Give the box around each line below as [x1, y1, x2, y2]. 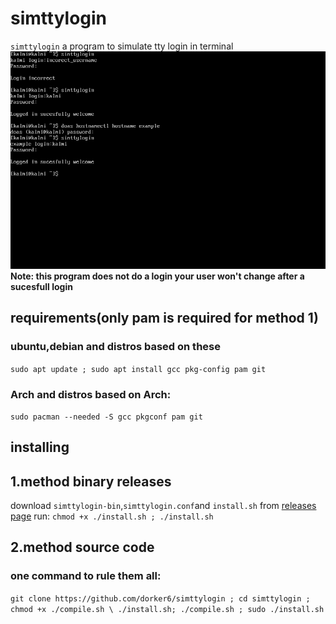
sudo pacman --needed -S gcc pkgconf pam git [10, 412, 203, 422]
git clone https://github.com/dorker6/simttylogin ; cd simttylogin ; [10, 593, 311, 604]
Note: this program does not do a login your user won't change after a [10, 270, 305, 282]
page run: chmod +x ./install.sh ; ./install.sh [10, 510, 214, 522]
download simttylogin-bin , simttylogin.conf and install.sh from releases [10, 500, 317, 512]
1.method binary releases [10, 473, 172, 490]
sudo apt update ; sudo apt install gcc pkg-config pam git [10, 364, 267, 374]
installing [10, 439, 70, 456]
